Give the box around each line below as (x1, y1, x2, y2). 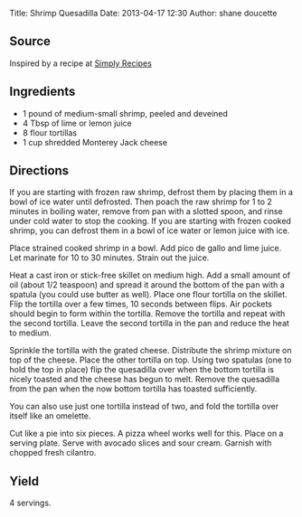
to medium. (9, 327, 52, 338)
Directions (9, 163, 70, 179)
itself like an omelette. (9, 410, 91, 421)
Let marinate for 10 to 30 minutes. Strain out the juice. (9, 252, 210, 263)
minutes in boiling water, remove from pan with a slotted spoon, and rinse (9, 206, 283, 217)
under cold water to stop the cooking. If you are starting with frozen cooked (9, 216, 292, 227)
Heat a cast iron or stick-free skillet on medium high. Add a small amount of (9, 270, 291, 281)
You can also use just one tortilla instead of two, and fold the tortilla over (9, 401, 278, 412)
